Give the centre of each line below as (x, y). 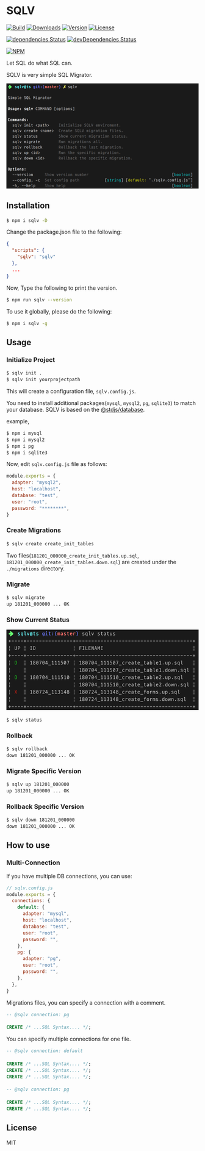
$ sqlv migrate (26, 598)
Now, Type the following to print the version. (62, 288)
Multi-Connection (33, 862)
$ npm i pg (20, 446)
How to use (28, 845)
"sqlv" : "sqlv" (37, 257)
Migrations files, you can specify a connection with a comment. (86, 1002)
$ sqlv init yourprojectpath (43, 380)
